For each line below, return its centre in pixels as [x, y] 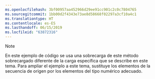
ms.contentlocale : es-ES [30, 23]
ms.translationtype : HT [29, 19]
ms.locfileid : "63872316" [31, 32]
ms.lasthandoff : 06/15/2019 [34, 28]
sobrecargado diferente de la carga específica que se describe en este [77, 61]
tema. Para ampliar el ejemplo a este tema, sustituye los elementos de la [78, 66]
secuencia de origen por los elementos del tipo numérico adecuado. [74, 71]
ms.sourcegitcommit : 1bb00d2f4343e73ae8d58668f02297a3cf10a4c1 [71, 14]
